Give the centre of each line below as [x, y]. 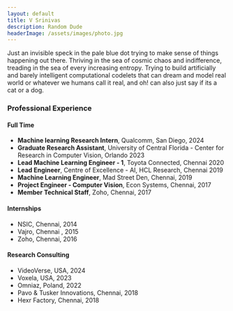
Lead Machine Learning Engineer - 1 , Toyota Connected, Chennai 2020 [121, 163]
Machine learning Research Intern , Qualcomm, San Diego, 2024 [111, 140]
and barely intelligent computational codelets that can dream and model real [117, 75]
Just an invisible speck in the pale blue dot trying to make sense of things [113, 53]
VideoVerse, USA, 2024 [51, 270]
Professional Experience [50, 108]
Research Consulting [38, 255]
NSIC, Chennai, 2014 [47, 224]
